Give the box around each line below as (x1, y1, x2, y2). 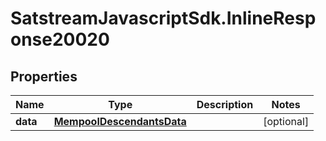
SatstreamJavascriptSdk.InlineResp (10, 7, 317, 30)
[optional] (263, 115, 310, 128)
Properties (10, 68, 78, 85)
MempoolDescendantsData (53, 115, 187, 128)
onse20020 (10, 28, 110, 51)
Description (196, 98, 254, 111)
